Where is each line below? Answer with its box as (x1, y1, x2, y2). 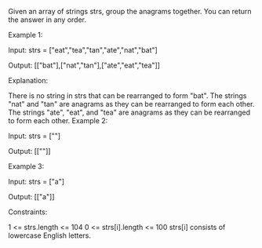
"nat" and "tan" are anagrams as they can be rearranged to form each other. (8, 100, 255, 108)
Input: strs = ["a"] (8, 177, 65, 186)
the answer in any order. (8, 15, 86, 24)
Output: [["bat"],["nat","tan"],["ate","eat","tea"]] (8, 60, 161, 70)
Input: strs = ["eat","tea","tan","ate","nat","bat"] (8, 46, 158, 54)
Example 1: (8, 31, 43, 39)
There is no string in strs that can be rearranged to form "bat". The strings (8, 91, 247, 100)
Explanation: (8, 76, 49, 85)
